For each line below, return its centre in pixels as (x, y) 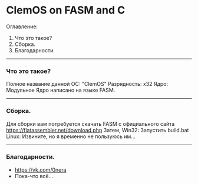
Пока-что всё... (34, 176)
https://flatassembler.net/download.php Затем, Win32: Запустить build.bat (98, 130)
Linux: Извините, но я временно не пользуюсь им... (71, 136)
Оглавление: (22, 26)
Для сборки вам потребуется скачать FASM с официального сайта (90, 123)
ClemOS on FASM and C (66, 10)
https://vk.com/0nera (40, 170)
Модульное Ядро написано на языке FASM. (61, 90)
